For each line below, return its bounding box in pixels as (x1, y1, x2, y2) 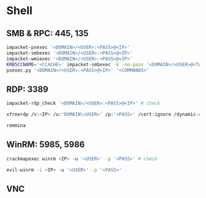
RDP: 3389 (6, 84, 48, 94)
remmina (6, 122, 26, 129)
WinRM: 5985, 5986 (6, 139, 85, 150)
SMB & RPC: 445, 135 (6, 28, 89, 39)
